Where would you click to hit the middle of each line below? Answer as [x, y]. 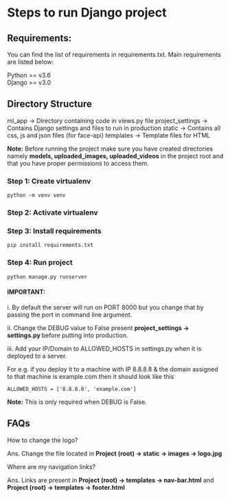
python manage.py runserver [47, 277]
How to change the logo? [43, 440]
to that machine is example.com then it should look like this [91, 376]
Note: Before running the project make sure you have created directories [110, 149]
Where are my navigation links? [51, 466]
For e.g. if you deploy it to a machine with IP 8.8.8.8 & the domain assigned [113, 369]
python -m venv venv [37, 195]
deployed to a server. [37, 356]
